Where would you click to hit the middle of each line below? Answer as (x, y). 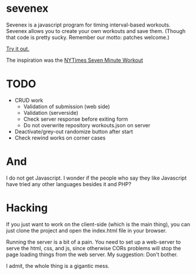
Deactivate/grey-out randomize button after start (74, 131)
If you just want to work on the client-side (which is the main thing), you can (98, 224)
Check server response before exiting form (76, 119)
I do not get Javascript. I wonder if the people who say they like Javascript (97, 178)
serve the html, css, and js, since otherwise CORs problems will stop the (94, 248)
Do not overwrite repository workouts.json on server (87, 125)
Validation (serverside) (51, 112)
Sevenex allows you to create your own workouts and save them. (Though (96, 31)
